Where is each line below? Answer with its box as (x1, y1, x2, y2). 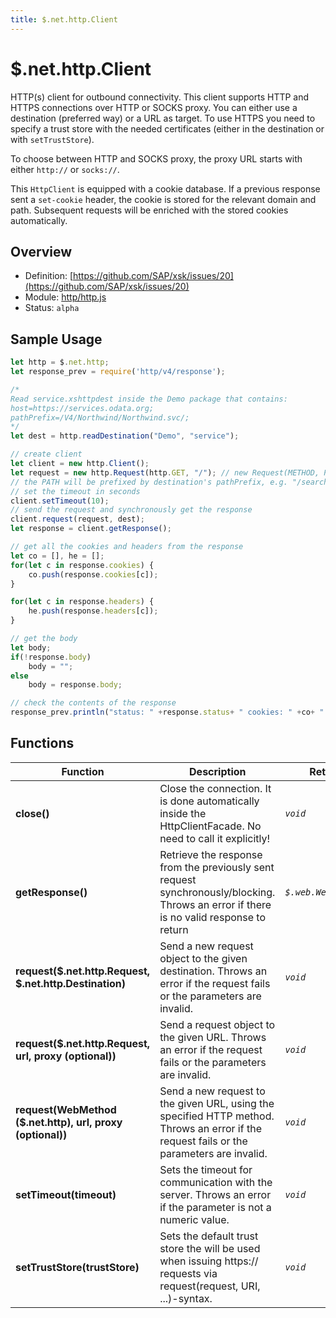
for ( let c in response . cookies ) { (10, 560, 155, 570)
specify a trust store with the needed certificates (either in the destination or (10, 122, 325, 135)
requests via (159, 1266, 218, 1280)
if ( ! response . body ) (10, 652, 92, 662)
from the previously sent (159, 860, 275, 874)
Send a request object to (159, 1017, 276, 1031)
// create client (10, 449, 83, 460)
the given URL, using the (159, 1096, 275, 1110)
